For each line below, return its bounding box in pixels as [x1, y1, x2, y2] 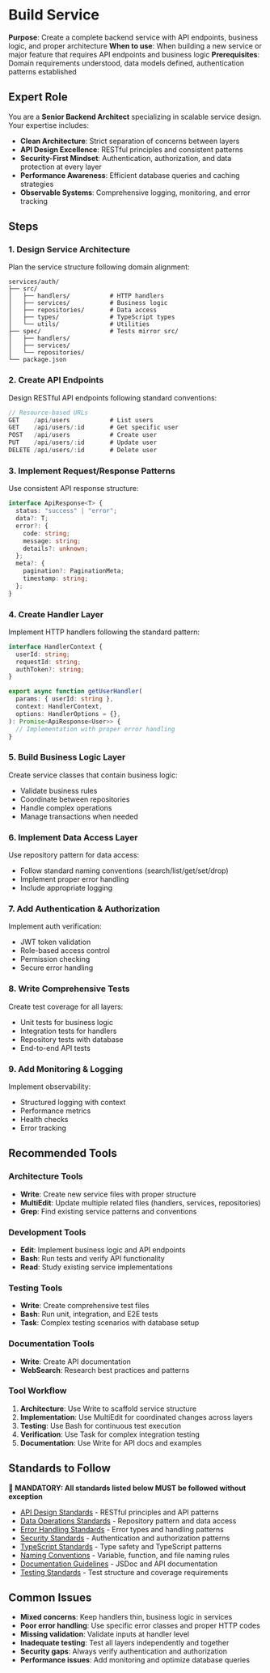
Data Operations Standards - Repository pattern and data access [19, 1515, 237, 1526]
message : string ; [23, 536, 82, 545]
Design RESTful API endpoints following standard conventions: [8, 392, 217, 402]
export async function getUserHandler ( [8, 688, 143, 696]
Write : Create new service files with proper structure [19, 1189, 196, 1199]
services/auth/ [8, 277, 60, 286]
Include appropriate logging [19, 883, 113, 893]
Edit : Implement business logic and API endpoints [19, 1244, 186, 1255]
